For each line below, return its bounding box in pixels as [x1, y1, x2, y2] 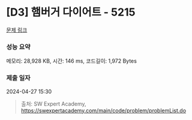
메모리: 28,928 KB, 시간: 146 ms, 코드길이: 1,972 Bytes [6, 57, 137, 64]
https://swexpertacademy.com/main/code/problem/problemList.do [20, 107, 187, 114]
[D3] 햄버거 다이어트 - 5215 [6, 5, 136, 19]
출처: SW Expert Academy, [20, 100, 86, 107]
